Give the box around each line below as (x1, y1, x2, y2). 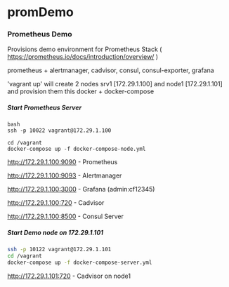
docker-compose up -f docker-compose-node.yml (7, 145, 146, 153)
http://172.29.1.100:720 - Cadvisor (7, 199, 105, 207)
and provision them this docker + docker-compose (7, 87, 155, 95)
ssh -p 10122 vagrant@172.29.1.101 (7, 246, 112, 253)
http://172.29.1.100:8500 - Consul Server (7, 212, 124, 221)
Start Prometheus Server (7, 103, 82, 112)
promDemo (7, 4, 74, 20)
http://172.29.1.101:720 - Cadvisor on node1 (7, 272, 131, 281)
